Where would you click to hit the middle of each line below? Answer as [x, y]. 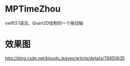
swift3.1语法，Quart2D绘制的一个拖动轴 [44, 23]
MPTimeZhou [33, 9]
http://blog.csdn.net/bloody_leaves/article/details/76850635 [65, 58]
